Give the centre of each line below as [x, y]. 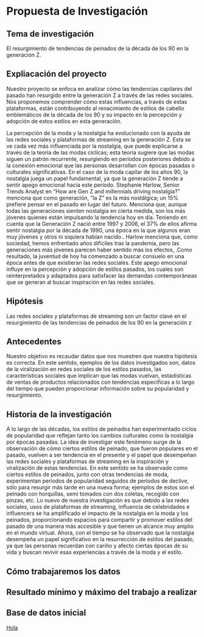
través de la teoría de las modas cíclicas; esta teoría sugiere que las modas [100, 152]
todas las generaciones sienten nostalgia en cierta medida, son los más [96, 211]
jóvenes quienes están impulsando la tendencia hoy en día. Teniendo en [97, 217]
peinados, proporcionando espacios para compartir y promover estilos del [100, 520]
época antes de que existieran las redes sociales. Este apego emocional [97, 262]
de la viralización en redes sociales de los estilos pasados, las [84, 369]
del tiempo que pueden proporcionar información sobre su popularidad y [98, 389]
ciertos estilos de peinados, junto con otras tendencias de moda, [88, 475]
